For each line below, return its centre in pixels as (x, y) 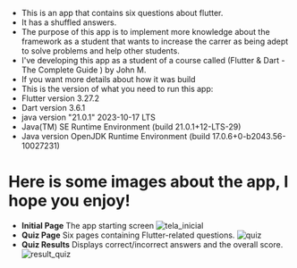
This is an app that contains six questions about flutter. (122, 13)
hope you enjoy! (69, 201)
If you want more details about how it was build (108, 79)
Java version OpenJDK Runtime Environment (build (116, 136)
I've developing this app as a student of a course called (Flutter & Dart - (153, 60)
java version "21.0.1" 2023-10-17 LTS (88, 117)
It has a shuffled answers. (69, 22)
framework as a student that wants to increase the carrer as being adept (155, 41)
